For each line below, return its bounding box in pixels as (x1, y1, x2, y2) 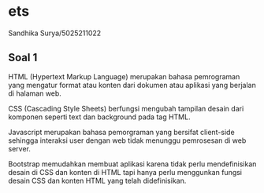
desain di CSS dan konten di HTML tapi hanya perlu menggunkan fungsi (8, 167, 243, 177)
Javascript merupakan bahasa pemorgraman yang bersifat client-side (8, 127, 235, 137)
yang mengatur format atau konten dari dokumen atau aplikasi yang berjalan (8, 80, 256, 89)
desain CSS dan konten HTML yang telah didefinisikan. (8, 176, 187, 185)
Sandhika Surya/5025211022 (8, 28, 102, 38)
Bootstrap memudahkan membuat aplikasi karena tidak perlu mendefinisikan (8, 159, 257, 169)
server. (8, 144, 32, 153)
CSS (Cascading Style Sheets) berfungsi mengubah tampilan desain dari (8, 104, 244, 113)
